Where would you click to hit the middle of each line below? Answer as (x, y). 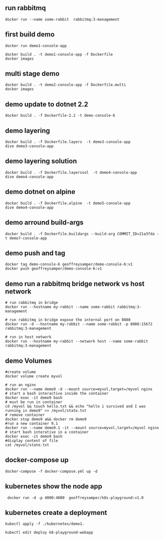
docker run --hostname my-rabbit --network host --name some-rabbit (77, 341)
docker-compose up (37, 460)
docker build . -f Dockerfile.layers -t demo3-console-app (68, 142)
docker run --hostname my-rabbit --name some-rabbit (60, 307)
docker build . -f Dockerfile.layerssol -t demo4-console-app (71, 172)
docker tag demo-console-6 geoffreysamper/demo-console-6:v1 (69, 265)
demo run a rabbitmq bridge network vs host (75, 283)
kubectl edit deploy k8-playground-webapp (49, 533)
